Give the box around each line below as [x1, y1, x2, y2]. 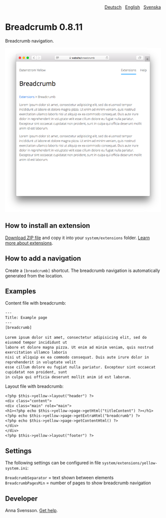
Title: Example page [5, 315, 48, 320]
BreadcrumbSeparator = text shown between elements [5, 475, 114, 481]
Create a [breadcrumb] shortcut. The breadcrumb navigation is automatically [5, 267, 161, 273]
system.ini [5, 466, 28, 471]
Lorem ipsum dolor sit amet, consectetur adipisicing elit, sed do [5, 335, 147, 340]
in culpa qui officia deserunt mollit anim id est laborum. [5, 375, 132, 380]
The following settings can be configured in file [5, 460, 101, 466]
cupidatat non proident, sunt [5, 370, 68, 375]
